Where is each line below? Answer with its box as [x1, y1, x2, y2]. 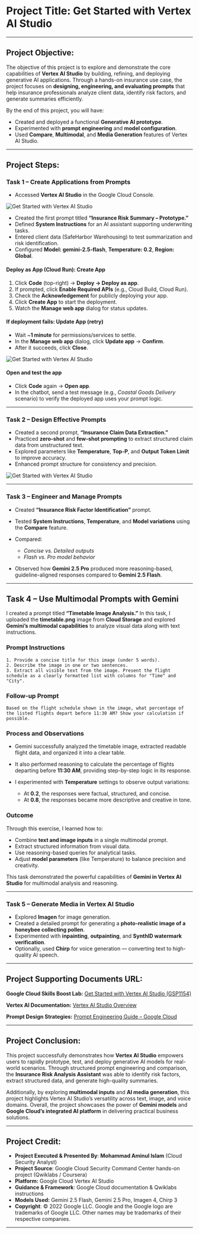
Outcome [6, 811, 34, 819]
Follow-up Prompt [6, 691, 59, 700]
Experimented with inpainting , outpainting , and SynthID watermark [14, 932, 182, 939]
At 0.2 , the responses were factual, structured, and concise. [23, 790, 171, 797]
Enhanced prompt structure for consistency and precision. [14, 461, 158, 468]
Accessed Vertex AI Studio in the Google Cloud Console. [14, 192, 155, 199]
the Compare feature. [14, 524, 68, 531]
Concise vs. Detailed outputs [23, 547, 95, 554]
